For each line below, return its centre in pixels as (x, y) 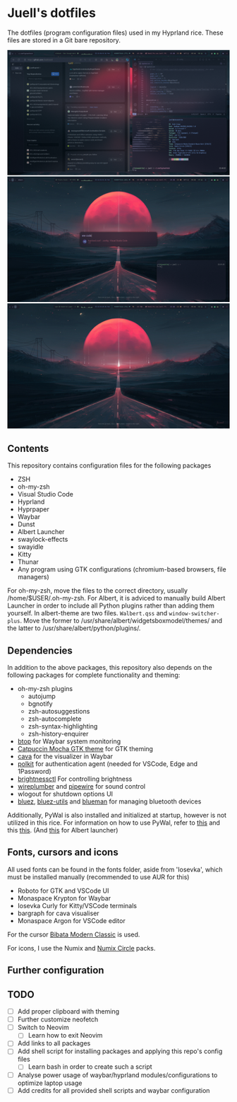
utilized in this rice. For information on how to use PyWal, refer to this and (114, 823)
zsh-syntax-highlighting (63, 726)
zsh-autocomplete (55, 719)
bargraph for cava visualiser (59, 913)
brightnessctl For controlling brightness (75, 779)
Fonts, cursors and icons (63, 853)
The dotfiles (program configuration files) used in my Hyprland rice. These (115, 33)
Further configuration (56, 970)
